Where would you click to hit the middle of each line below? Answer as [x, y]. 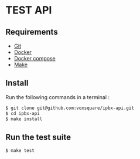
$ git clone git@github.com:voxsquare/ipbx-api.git [70, 108]
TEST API [29, 10]
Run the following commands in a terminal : [57, 97]
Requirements [32, 32]
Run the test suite [38, 137]
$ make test [20, 151]
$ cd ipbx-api [23, 113]
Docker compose [35, 58]
